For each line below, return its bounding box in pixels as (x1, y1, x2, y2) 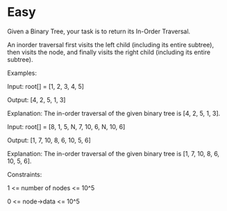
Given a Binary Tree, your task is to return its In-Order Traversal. (7, 27, 191, 35)
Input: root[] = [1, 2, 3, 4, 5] (7, 82, 85, 90)
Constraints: (7, 170, 42, 178)
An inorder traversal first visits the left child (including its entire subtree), (7, 40, 214, 49)
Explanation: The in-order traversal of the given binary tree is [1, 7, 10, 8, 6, (7, 149, 220, 158)
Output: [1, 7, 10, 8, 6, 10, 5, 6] (7, 136, 92, 144)
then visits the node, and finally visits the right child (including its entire (7, 48, 210, 56)
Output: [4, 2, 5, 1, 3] (7, 95, 66, 104)
